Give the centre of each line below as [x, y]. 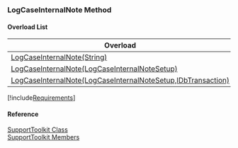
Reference [23, 114]
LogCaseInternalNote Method [59, 10]
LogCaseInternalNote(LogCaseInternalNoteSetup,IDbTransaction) [120, 81]
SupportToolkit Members [44, 137]
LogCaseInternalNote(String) [59, 57]
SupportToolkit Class [38, 130]
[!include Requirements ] [41, 98]
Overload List [28, 27]
